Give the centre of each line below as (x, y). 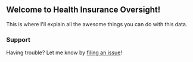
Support (18, 39)
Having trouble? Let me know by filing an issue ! (64, 52)
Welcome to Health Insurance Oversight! (83, 10)
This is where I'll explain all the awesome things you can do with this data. (97, 24)
